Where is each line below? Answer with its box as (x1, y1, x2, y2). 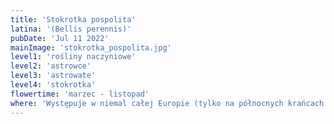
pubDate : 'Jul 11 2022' (10, 33, 110, 43)
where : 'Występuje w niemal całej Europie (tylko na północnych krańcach (10, 98, 325, 108)
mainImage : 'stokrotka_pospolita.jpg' (10, 42, 172, 53)
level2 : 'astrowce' (10, 61, 92, 71)
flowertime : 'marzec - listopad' (10, 89, 150, 99)
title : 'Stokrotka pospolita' (10, 14, 137, 25)
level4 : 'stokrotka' (10, 80, 97, 90)
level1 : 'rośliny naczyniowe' (10, 52, 137, 62)
